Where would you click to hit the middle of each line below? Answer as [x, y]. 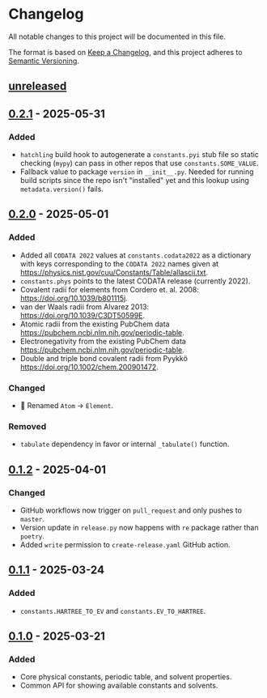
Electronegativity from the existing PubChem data [103, 341]
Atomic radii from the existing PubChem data [95, 324]
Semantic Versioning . [44, 61]
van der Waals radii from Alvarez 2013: [85, 306]
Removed [28, 426]
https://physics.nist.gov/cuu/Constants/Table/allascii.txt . [114, 272]
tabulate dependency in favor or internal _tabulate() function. [125, 444]
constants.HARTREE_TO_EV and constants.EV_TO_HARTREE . [113, 611]
